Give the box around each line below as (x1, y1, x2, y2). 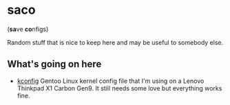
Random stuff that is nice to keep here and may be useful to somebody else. (7, 38, 224, 46)
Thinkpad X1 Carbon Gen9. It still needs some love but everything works (17, 84, 222, 92)
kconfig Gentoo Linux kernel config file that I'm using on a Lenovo (17, 77, 205, 85)
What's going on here (7, 58, 102, 70)
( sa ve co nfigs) (7, 25, 49, 33)
